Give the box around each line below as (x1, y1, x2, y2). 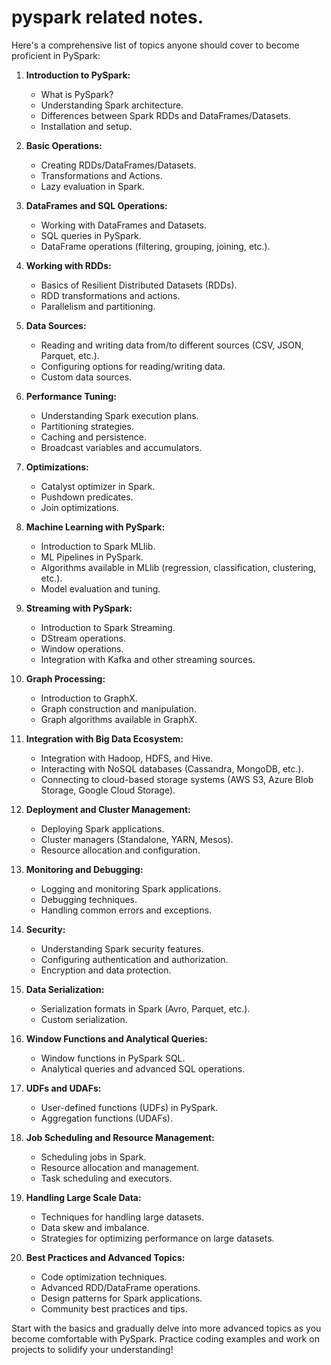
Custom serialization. (40, 1013, 128, 1025)
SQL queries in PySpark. (40, 229, 142, 241)
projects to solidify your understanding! (11, 1343, 174, 1355)
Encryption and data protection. (40, 964, 172, 976)
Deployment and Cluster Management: (25, 803, 191, 815)
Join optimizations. (40, 501, 119, 513)
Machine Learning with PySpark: (25, 521, 166, 533)
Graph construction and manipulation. (40, 702, 197, 715)
